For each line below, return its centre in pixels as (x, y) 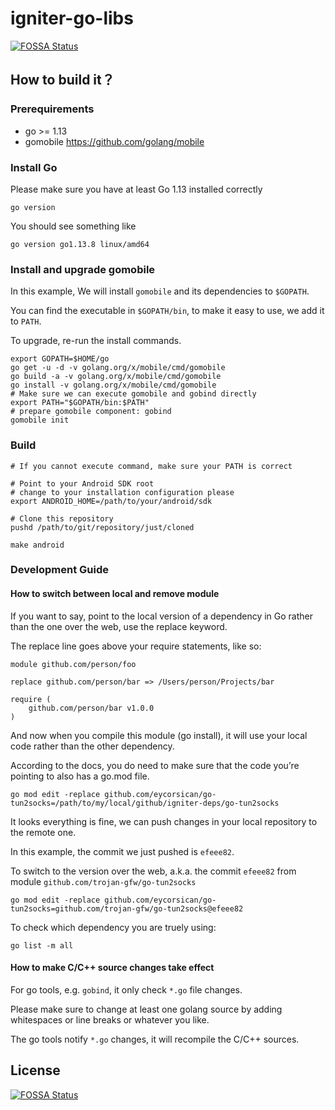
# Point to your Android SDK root (82, 483)
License (35, 1070)
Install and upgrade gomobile (83, 269)
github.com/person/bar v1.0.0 (91, 708)
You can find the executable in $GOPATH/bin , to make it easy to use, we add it (167, 311)
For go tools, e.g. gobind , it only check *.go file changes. (126, 989)
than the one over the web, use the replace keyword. (119, 626)
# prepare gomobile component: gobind (91, 412)
